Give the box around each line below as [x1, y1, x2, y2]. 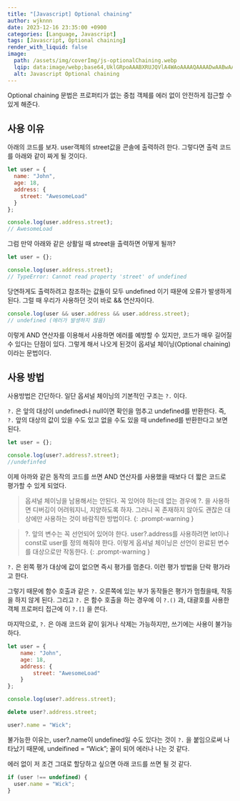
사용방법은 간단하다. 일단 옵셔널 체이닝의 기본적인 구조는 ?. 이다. [7, 392, 187, 400]
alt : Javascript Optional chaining [14, 70, 120, 77]
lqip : [14, 64, 31, 71]
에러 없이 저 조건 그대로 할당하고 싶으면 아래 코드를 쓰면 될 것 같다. [7, 759, 191, 768]
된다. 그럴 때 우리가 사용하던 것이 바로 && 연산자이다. [7, 296, 155, 304]
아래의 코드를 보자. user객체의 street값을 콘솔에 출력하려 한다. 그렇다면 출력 [7, 143, 219, 151]
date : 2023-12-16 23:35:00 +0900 [7, 24, 107, 31]
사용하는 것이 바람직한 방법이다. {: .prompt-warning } [44, 514, 194, 522]
